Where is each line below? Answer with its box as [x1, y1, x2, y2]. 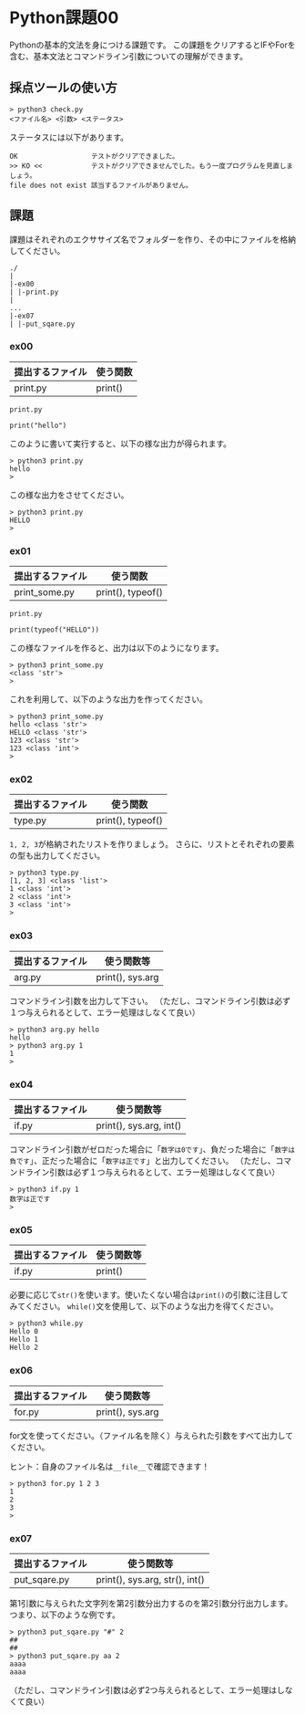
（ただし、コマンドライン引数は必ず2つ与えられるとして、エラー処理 [9, 1684, 269, 1695]
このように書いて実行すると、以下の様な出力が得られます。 [9, 438, 232, 449]
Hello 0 [9, 1327, 39, 1336]
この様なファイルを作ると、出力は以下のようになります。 [9, 643, 225, 654]
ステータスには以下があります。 [9, 131, 129, 142]
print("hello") [9, 421, 67, 430]
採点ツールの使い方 [9, 80, 117, 96]
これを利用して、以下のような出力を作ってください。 [9, 694, 208, 705]
